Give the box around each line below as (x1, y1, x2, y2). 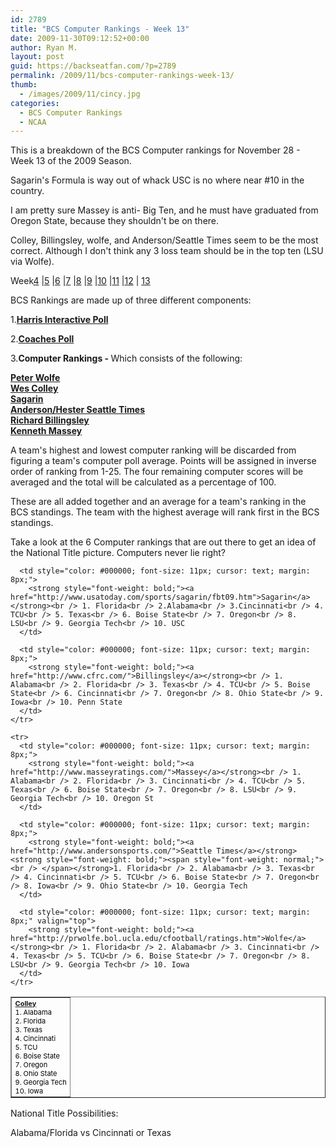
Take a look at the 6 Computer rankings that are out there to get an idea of (10, 536, 317, 548)
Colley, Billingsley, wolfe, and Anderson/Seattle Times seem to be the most (10, 234, 319, 246)
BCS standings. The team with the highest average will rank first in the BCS (10, 506, 320, 518)
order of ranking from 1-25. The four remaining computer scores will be (10, 466, 304, 478)
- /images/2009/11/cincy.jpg (19, 89, 141, 99)
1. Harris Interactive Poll (10, 314, 109, 326)
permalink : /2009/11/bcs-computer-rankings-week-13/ (10, 71, 235, 81)
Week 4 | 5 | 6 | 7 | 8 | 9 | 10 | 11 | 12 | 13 (10, 275, 151, 287)
